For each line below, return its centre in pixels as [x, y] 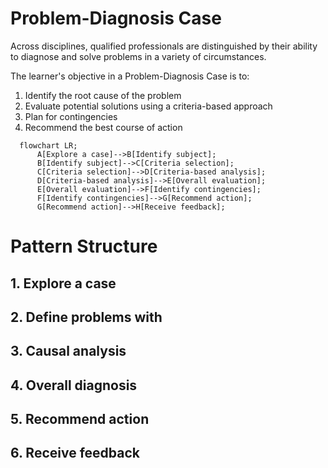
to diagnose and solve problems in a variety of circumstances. [138, 56]
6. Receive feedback [75, 453]
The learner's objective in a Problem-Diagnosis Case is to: [130, 76]
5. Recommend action [80, 419]
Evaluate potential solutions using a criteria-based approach [148, 106]
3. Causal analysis [68, 351]
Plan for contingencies [71, 116]
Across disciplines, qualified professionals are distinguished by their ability [164, 46]
